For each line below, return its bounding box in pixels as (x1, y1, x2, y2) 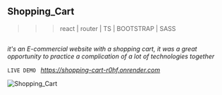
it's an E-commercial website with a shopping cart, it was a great (7, 45, 197, 53)
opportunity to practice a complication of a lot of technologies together (7, 52, 215, 61)
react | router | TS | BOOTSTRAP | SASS (59, 24, 176, 32)
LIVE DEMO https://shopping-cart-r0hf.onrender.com (7, 66, 161, 75)
